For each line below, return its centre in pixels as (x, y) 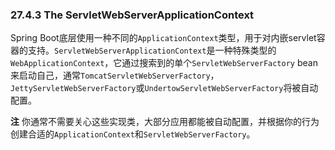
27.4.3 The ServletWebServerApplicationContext (132, 15)
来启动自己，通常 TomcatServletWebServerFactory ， (115, 75)
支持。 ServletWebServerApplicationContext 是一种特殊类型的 (152, 50)
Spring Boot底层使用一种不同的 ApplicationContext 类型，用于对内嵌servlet (163, 38)
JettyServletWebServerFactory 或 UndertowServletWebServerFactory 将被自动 (164, 88)
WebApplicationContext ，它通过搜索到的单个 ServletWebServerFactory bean (164, 63)
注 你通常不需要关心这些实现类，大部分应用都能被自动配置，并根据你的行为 (165, 122)
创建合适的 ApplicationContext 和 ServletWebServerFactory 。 (133, 134)
